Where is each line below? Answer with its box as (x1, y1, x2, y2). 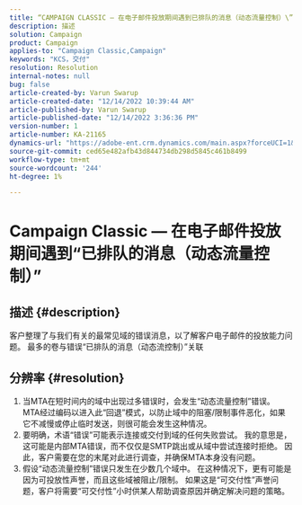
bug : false (9, 80, 50, 89)
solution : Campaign (9, 30, 83, 39)
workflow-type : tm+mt (9, 155, 91, 164)
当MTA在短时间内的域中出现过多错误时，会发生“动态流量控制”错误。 (22, 396, 276, 407)
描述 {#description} (9, 305, 121, 320)
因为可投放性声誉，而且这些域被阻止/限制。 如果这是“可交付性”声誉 (22, 474, 271, 485)
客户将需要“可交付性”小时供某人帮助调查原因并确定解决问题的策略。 (38, 486, 290, 497)
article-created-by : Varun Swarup (9, 88, 139, 97)
